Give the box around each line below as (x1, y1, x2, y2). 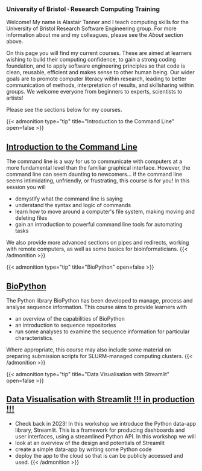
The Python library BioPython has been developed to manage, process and (6, 296, 193, 304)
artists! (6, 94, 24, 101)
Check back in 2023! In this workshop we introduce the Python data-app (14, 420, 197, 427)
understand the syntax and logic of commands (14, 202, 131, 209)
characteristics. (14, 334, 54, 341)
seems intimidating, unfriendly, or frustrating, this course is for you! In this (6, 177, 190, 184)
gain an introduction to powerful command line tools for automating (14, 221, 183, 228)
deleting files (14, 214, 48, 222)
